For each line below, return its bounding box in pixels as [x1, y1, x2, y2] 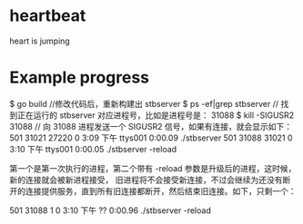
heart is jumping [9, 35, 70, 46]
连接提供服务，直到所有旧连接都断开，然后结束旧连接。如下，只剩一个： [25, 185, 297, 196]
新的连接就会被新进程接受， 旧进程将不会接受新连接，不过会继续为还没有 [9, 174, 283, 185]
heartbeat [9, 5, 86, 26]
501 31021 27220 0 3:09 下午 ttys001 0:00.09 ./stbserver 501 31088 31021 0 [9, 132, 293, 143]
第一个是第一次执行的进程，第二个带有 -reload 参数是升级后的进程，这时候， [9, 162, 297, 173]
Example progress [9, 67, 150, 88]
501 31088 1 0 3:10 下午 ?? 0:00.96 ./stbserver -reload [9, 205, 211, 216]
